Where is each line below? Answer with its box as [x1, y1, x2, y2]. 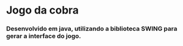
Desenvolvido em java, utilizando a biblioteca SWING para [6, 25, 178, 33]
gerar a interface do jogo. [6, 32, 82, 40]
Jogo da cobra [6, 4, 79, 17]
